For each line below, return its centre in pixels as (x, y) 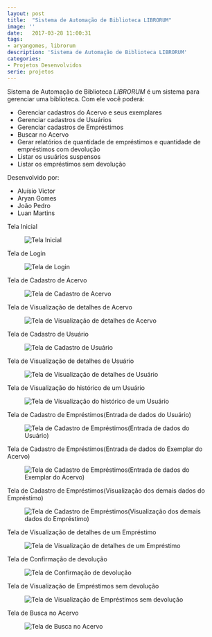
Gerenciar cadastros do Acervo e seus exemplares (89, 112)
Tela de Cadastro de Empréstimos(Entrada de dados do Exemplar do (105, 449)
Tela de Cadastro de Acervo (47, 280)
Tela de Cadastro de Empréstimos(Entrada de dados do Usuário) (99, 414)
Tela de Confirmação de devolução (57, 559)
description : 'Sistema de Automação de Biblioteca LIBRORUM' (97, 53)
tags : (15, 40)
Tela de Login (27, 253)
